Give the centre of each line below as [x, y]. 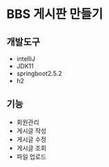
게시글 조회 [31, 148]
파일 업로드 [31, 157]
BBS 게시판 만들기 [55, 14]
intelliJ [26, 59]
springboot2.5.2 [39, 73]
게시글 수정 [31, 139]
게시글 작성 [31, 130]
